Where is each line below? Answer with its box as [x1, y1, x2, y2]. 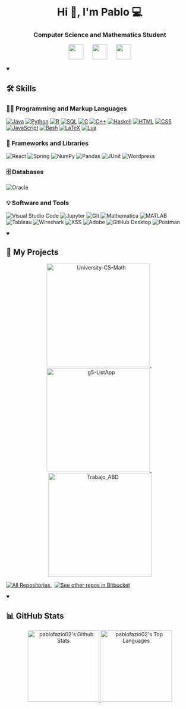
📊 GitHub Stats [6, 611, 64, 621]
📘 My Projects [6, 247, 59, 258]
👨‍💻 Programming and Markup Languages [6, 104, 127, 113]
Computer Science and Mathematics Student [33, 31, 166, 39]
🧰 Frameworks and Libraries [6, 139, 89, 147]
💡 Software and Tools [6, 199, 70, 207]
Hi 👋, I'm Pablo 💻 [57, 5, 143, 19]
